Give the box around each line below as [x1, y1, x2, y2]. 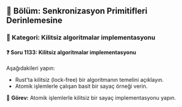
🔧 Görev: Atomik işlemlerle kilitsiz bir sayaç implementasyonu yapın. [6, 94, 177, 101]
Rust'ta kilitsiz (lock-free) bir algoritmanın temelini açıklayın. [15, 76, 164, 83]
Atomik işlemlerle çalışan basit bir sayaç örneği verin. [15, 82, 148, 90]
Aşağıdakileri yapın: [6, 64, 56, 72]
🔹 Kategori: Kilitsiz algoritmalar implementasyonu [6, 34, 155, 42]
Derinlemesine [6, 16, 62, 26]
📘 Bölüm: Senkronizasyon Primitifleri [6, 6, 148, 16]
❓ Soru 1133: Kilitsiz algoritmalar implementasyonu [6, 49, 137, 56]
